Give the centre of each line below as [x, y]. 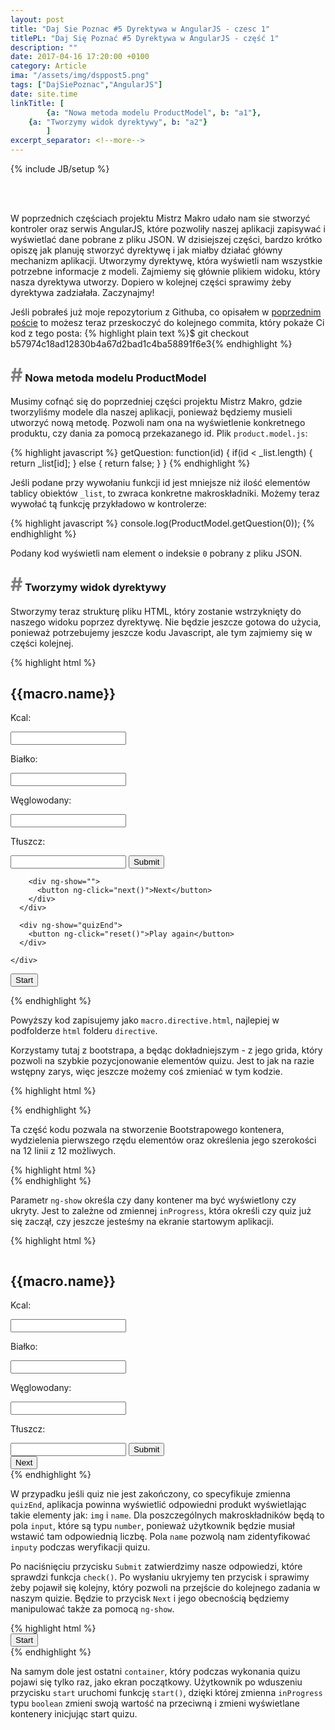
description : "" [44, 47]
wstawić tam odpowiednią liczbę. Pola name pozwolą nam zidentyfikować [160, 1537]
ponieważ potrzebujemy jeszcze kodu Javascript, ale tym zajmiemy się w [161, 632]
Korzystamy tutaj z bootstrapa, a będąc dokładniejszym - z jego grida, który [166, 1050]
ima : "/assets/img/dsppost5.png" [80, 76]
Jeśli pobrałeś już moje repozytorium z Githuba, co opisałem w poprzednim [166, 312]
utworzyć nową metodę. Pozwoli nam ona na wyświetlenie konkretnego [158, 423]
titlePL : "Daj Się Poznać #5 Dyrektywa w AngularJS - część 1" [145, 38]
